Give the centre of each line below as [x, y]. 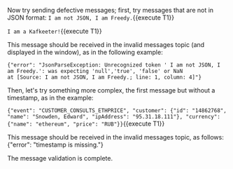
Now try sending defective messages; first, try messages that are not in [111, 10]
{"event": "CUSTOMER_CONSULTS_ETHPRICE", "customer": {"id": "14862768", [117, 111]
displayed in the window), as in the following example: [85, 52]
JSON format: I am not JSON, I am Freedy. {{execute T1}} [91, 18]
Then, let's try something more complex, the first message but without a [111, 90]
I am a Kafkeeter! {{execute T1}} [55, 31]
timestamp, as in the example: [50, 98]
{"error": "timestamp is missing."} [55, 144]
